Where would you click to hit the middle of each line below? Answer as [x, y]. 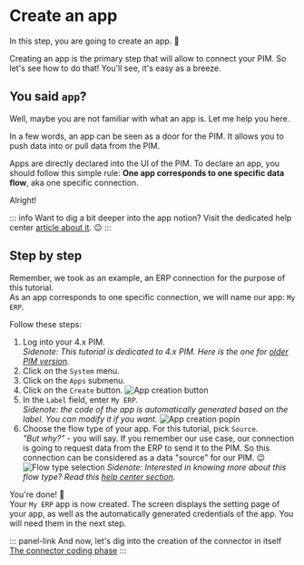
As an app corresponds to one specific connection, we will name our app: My [152, 297]
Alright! [23, 200]
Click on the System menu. [71, 370]
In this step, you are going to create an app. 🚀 [94, 41]
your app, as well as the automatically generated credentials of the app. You [152, 513]
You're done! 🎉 [37, 494]
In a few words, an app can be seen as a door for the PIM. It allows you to [147, 136]
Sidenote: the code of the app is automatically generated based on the [155, 409]
